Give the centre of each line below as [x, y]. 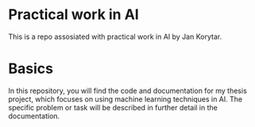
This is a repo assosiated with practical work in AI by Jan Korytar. [115, 37]
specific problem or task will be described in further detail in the [113, 107]
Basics [31, 69]
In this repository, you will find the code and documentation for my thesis [128, 90]
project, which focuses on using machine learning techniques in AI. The [126, 99]
